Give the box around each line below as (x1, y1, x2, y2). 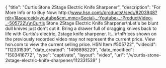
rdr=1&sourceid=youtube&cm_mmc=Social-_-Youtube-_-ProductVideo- (5, 15, 153, 20)
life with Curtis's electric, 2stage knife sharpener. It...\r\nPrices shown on (5, 31, 157, 36)
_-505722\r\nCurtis (5, 20, 45, 26)
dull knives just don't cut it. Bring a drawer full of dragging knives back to (5, 25, 157, 31)
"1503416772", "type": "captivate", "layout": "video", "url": (5, 52, 125, 58)
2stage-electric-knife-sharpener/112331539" (5, 57, 98, 63)
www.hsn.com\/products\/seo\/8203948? (71, 9, 157, 15)
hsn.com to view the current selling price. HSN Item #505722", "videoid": (5, 41, 157, 47)
